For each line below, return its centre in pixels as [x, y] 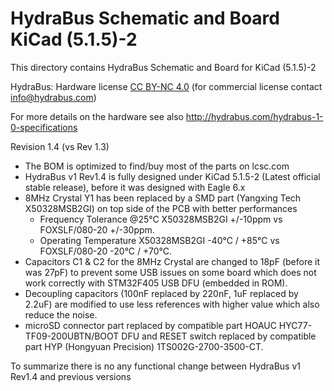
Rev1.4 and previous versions [71, 376]
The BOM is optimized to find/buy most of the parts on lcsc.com [157, 166]
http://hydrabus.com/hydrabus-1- [254, 116]
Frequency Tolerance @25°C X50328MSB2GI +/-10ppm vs [161, 219]
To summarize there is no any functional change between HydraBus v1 [155, 366]
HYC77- [295, 325]
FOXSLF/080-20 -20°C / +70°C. [105, 251]
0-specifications [44, 127]
